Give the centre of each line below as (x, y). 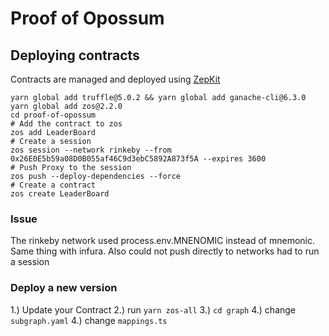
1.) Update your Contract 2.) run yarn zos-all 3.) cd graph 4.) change (153, 309)
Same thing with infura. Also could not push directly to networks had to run (165, 251)
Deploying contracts (75, 55)
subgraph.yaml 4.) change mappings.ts (89, 320)
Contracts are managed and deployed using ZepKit (115, 79)
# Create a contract (53, 185)
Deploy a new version (64, 288)
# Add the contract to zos (66, 124)
